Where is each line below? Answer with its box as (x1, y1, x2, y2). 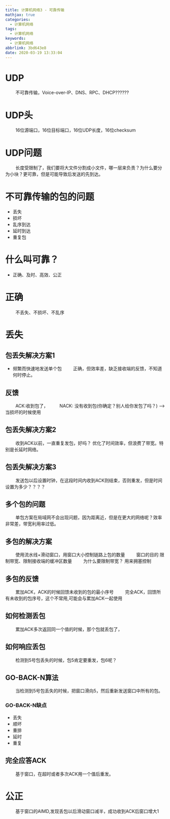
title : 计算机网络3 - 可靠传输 (5, 7, 64, 13)
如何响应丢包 (5, 643, 46, 651)
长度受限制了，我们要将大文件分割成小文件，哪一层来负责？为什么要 (15, 165, 158, 171)
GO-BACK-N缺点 (5, 702, 47, 709)
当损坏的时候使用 (5, 409, 41, 415)
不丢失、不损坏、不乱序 (15, 310, 64, 316)
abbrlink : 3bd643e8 (5, 45, 47, 50)
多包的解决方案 (5, 537, 52, 546)
